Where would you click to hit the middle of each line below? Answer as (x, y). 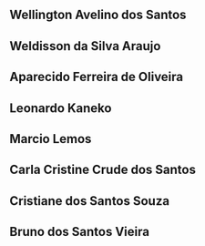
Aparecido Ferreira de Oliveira (97, 77)
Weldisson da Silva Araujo (85, 46)
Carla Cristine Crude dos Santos (102, 170)
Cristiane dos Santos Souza (90, 201)
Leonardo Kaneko (61, 108)
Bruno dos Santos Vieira (80, 232)
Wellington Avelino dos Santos (98, 15)
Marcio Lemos (51, 139)
